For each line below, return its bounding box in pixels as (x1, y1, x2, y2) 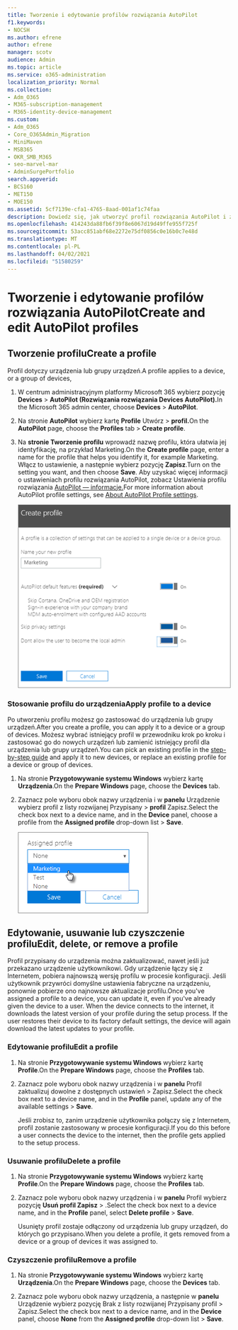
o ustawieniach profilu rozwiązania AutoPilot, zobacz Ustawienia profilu (17, 475, 227, 484)
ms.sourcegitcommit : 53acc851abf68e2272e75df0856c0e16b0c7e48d (7, 228, 198, 235)
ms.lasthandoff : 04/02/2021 (7, 250, 91, 258)
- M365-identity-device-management (7, 108, 113, 116)
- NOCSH (7, 26, 30, 33)
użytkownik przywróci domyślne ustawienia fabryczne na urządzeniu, (7, 979, 211, 988)
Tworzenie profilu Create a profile (7, 348, 157, 360)
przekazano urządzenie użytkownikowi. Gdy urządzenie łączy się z (7, 964, 203, 973)
